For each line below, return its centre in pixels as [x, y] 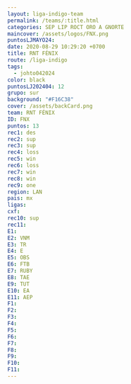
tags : [15, 67]
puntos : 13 [23, 126]
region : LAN [25, 192]
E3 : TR [17, 244]
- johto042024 [34, 73]
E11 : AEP [20, 297]
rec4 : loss [23, 152]
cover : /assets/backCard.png [50, 106]
